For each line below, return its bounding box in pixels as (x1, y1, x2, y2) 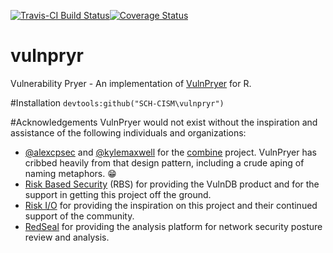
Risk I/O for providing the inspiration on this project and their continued (24, 199, 318, 211)
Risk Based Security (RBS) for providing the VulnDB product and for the (24, 178, 320, 190)
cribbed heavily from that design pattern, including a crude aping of (24, 156, 305, 169)
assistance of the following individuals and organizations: (10, 126, 247, 139)
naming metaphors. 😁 (24, 167, 117, 179)
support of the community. (24, 210, 135, 222)
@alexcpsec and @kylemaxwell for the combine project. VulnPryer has (24, 146, 317, 158)
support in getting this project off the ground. (24, 188, 212, 200)
